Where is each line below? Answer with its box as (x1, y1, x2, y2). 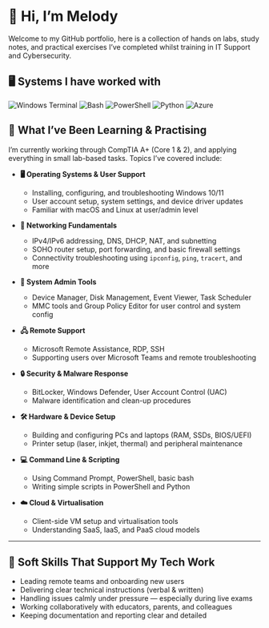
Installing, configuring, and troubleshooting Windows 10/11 (31, 187, 224, 197)
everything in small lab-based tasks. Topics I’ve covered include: (8, 153, 223, 163)
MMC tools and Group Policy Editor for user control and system (31, 300, 241, 311)
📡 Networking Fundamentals (19, 220, 118, 230)
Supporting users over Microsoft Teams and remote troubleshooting (31, 352, 257, 362)
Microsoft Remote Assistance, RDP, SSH (31, 344, 166, 353)
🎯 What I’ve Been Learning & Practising (8, 123, 207, 137)
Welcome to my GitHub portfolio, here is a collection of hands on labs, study (8, 34, 260, 43)
